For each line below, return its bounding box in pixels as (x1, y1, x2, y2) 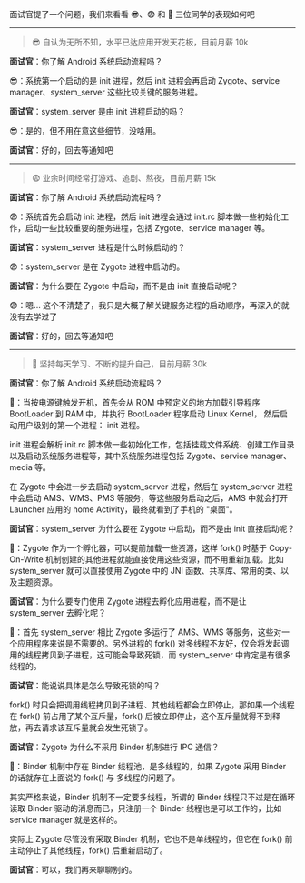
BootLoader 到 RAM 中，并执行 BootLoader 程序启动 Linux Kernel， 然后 (9, 408, 280, 419)
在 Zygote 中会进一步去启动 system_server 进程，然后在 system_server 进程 (9, 481, 293, 492)
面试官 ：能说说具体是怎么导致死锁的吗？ (9, 680, 161, 690)
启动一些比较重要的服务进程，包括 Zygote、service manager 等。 (25, 223, 271, 233)
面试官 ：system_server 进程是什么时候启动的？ (9, 242, 186, 253)
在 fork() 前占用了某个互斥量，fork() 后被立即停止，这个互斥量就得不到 (9, 711, 272, 721)
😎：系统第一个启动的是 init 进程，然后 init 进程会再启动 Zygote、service (9, 75, 280, 85)
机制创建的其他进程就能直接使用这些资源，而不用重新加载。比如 (44, 554, 284, 565)
